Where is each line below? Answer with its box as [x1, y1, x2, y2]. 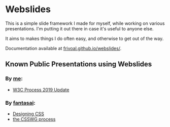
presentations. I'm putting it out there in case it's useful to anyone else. [5, 25, 154, 31]
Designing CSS [12, 110, 45, 117]
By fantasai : [5, 99, 36, 106]
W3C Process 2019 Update [12, 87, 70, 93]
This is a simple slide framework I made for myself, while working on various [5, 20, 165, 26]
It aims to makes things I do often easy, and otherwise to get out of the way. [5, 35, 164, 41]
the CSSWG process [12, 116, 56, 122]
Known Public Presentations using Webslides [5, 60, 152, 69]
